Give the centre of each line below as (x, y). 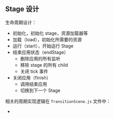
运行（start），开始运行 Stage (43, 46)
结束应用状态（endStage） (41, 52)
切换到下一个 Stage (40, 90)
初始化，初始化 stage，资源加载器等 (50, 33)
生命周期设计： (21, 22)
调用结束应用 (33, 84)
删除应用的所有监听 (40, 58)
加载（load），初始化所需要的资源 (47, 39)
